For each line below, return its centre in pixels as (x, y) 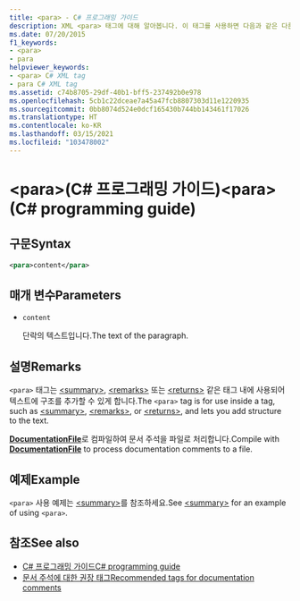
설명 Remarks (46, 366)
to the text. (29, 420)
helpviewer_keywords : (50, 68)
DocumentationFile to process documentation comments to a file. (131, 449)
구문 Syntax (40, 244)
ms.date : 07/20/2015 (48, 34)
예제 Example (45, 479)
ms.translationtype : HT (54, 117)
